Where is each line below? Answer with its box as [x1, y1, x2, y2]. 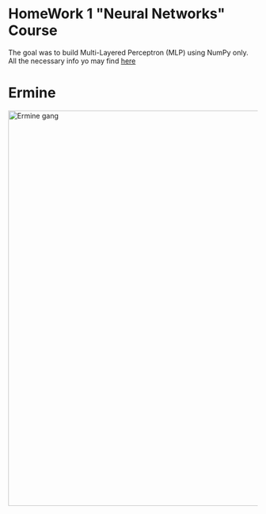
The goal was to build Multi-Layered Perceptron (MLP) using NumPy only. [8, 47, 249, 57]
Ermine [8, 84, 56, 102]
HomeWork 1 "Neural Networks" [8, 5, 226, 23]
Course [8, 21, 58, 40]
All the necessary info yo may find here [8, 56, 136, 66]
